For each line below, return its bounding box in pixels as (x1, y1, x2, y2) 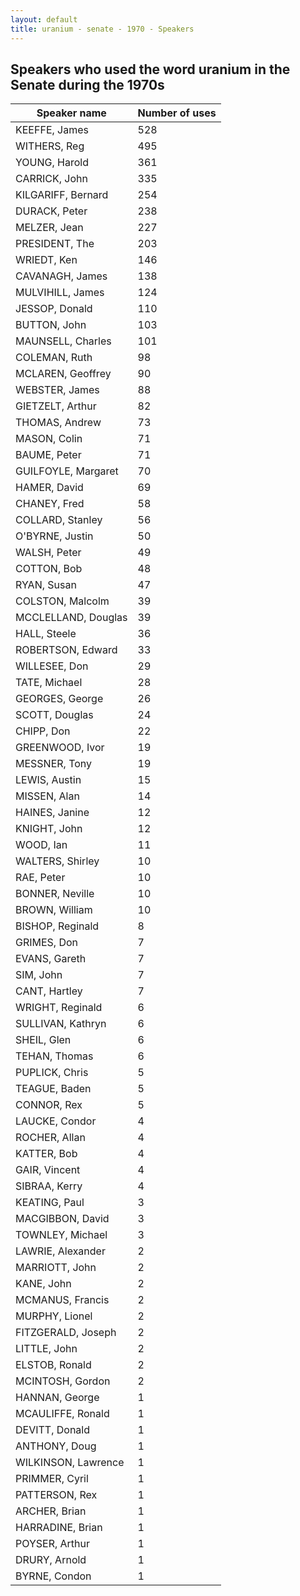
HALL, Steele (15, 627, 77, 641)
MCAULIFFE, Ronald (15, 1407, 110, 1421)
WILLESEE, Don (15, 659, 89, 673)
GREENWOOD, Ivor (15, 741, 105, 755)
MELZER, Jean (15, 221, 84, 235)
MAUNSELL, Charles (15, 334, 112, 348)
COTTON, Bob (15, 562, 83, 576)
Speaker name (36, 106, 107, 120)
